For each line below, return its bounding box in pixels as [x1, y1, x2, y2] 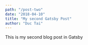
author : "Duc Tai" [5, 21, 43, 26]
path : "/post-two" [5, 7, 43, 12]
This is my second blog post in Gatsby [5, 34, 83, 40]
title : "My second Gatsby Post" [5, 16, 72, 21]
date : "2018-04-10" [5, 12, 45, 17]
